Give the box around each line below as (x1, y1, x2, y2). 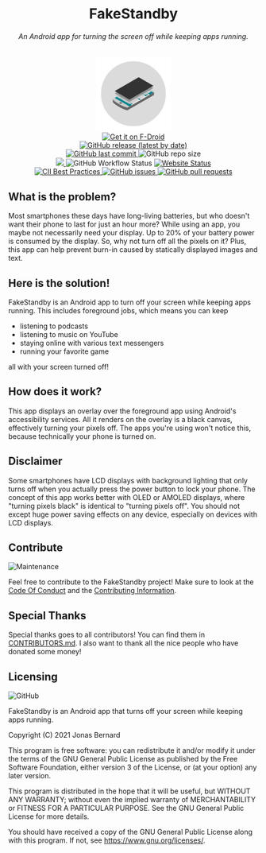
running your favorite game (19, 347, 110, 356)
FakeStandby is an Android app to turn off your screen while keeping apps (8, 297, 252, 307)
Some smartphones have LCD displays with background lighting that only (8, 475, 249, 485)
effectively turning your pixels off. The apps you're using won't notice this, (8, 423, 252, 432)
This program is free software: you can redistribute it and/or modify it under (8, 746, 256, 755)
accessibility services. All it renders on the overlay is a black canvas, (8, 414, 233, 424)
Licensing (8, 669, 58, 684)
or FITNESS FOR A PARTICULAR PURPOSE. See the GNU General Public (8, 804, 245, 813)
